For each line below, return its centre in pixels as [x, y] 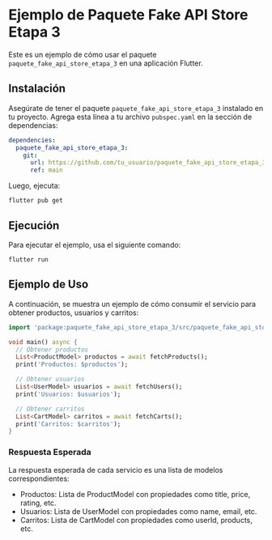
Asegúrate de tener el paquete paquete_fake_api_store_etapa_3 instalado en [136, 108]
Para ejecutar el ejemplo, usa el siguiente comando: [95, 244]
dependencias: [33, 125]
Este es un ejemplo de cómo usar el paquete [83, 54]
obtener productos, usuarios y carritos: [74, 313]
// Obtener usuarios [50, 379]
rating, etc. [38, 503]
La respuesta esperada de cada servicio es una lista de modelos [116, 470]
